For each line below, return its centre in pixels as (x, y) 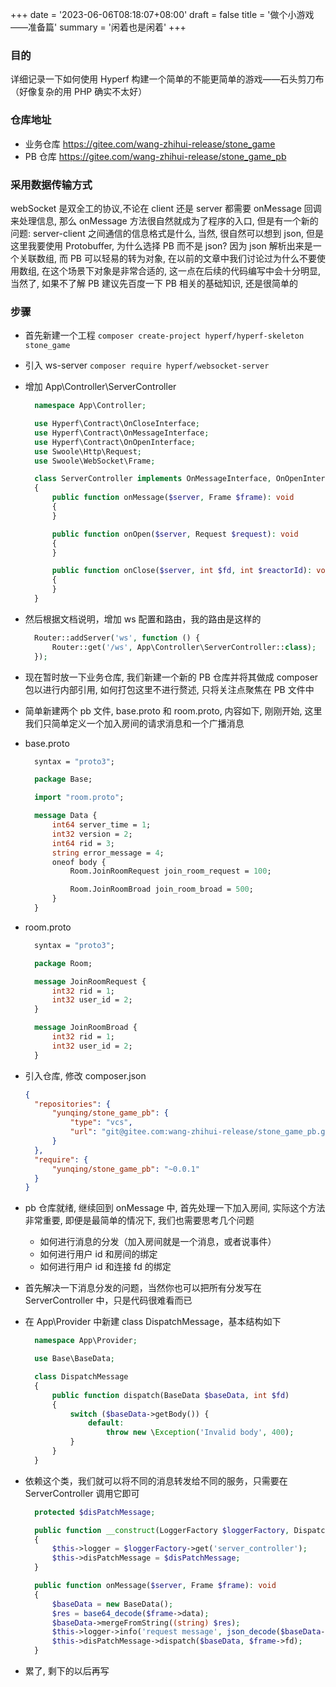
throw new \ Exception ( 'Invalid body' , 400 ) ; (200, 1433)
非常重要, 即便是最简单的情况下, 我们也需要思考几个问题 (139, 1220)
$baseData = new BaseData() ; (112, 1604)
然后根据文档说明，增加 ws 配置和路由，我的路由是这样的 (143, 619)
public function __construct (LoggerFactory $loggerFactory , (162, 1530)
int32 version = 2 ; (92, 834)
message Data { (66, 816)
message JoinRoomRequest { (90, 981)
